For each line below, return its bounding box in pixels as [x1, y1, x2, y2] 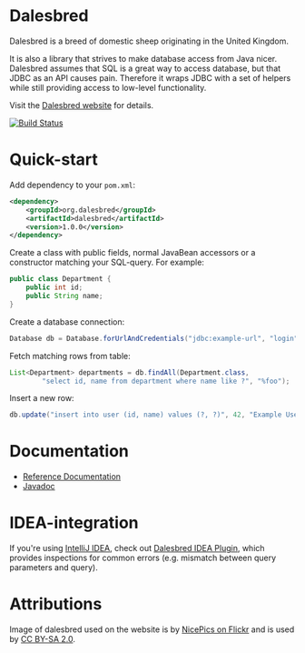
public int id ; [25, 283, 84, 292]
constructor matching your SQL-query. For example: [9, 256, 204, 268]
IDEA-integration [9, 513, 139, 533]
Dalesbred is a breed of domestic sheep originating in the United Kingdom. [9, 35, 289, 46]
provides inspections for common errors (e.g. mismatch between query [9, 552, 277, 564]
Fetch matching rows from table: [9, 350, 132, 361]
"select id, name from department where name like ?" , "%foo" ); [42, 377, 290, 386]
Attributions [9, 594, 103, 615]
